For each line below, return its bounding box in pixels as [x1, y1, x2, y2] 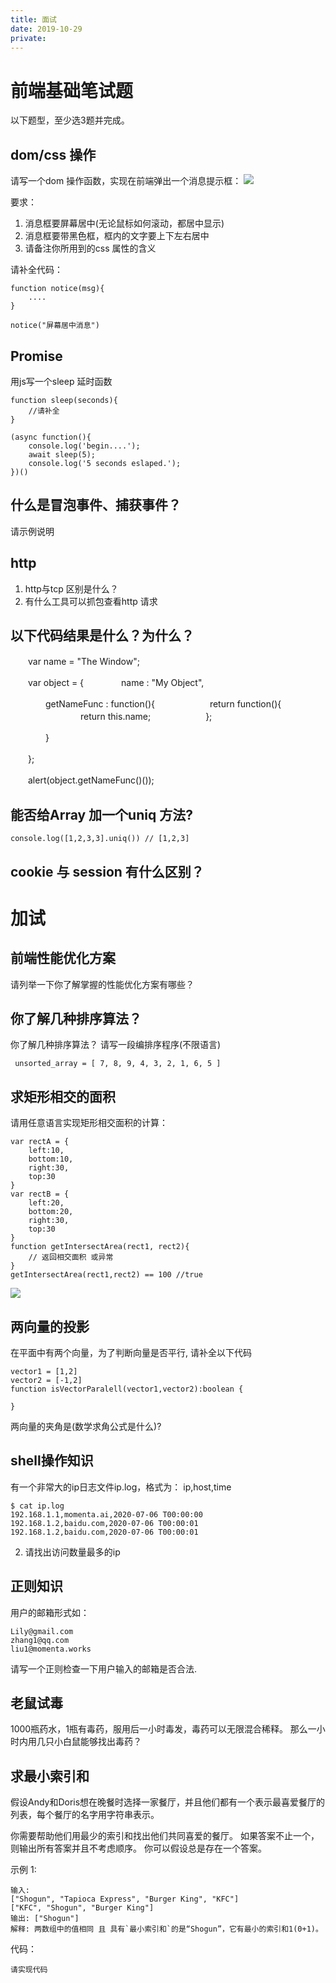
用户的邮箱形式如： [10, 1606, 90, 1618]
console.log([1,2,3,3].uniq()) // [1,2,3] [10, 834, 190, 844]
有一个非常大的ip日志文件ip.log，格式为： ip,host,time [10, 1481, 232, 1493]
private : [10, 33, 47, 43]
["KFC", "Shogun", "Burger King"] [10, 1903, 155, 1913]
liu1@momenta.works [10, 1644, 92, 1654]
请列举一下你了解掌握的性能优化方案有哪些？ [10, 978, 195, 990]
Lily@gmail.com [10, 1626, 74, 1636]
